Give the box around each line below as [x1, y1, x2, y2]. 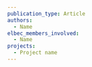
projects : [7, 43, 36, 50]
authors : [7, 17, 33, 24]
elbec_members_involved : [7, 29, 79, 37]
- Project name [13, 50, 58, 57]
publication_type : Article [7, 10, 86, 17]
